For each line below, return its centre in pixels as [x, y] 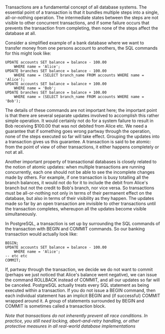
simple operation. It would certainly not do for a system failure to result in [79, 121]
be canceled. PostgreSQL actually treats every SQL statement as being [77, 285]
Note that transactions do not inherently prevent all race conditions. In [76, 316]
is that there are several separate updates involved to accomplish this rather [82, 116]
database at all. [21, 33]
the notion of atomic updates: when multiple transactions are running [75, 167]
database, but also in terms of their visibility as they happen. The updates [80, 198]
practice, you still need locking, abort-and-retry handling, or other [72, 321]
